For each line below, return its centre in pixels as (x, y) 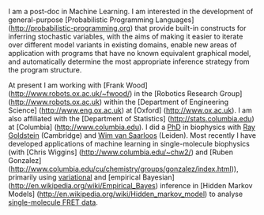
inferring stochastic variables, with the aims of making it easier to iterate (126, 36)
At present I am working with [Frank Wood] (78, 85)
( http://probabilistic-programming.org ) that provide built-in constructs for (127, 28)
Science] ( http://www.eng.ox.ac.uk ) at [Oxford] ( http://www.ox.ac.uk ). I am (130, 110)
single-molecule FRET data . (53, 202)
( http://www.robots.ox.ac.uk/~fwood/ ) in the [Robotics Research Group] (125, 93)
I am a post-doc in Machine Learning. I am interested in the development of (131, 11)
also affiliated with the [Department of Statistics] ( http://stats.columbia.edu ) (131, 119)
